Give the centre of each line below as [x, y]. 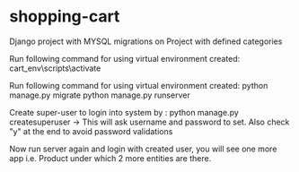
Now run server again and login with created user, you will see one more [143, 149]
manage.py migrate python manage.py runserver [100, 95]
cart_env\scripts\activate [55, 68]
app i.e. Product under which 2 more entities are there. [110, 158]
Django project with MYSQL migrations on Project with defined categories [146, 41]
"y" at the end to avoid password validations [91, 131]
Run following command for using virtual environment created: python [139, 85]
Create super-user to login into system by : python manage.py [124, 112]
